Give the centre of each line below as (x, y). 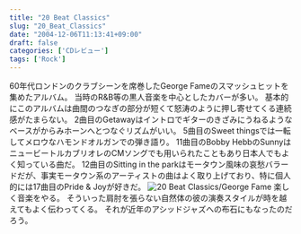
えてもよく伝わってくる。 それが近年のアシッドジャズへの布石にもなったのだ (151, 209)
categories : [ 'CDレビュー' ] (59, 51)
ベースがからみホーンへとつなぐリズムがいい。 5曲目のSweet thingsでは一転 (150, 130)
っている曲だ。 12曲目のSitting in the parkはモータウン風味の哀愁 (145, 164)
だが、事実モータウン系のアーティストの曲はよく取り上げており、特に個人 (154, 175)
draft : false (34, 43)
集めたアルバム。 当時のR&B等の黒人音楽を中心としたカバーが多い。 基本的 (149, 97)
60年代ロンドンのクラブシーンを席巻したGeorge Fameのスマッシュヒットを (149, 86)
